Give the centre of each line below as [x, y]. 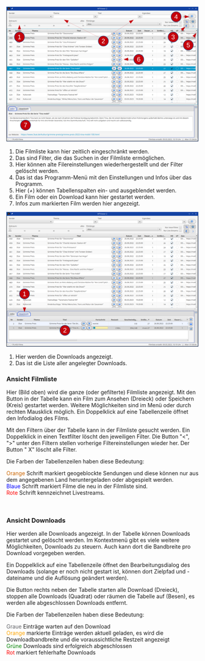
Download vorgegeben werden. [46, 553]
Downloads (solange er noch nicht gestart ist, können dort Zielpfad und [96, 572]
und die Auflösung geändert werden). [81, 578]
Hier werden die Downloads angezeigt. [64, 356]
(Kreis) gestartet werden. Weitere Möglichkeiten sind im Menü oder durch [99, 405]
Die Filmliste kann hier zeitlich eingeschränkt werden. [82, 151]
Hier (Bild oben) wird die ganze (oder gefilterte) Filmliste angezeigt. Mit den [101, 393]
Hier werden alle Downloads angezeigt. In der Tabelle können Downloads [98, 534]
